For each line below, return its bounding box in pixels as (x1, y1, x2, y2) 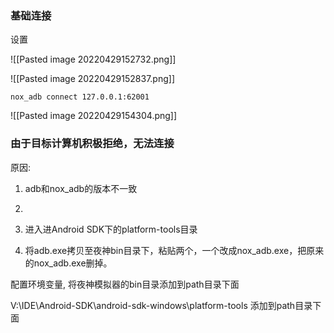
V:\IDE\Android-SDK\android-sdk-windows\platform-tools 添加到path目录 (10, 299, 313, 311)
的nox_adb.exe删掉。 (24, 257, 113, 269)
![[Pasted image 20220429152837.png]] (10, 73, 175, 85)
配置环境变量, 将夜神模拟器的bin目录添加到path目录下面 (10, 278, 240, 290)
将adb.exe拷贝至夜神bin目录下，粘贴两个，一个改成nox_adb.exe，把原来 (24, 244, 325, 256)
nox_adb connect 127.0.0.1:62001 (10, 92, 150, 102)
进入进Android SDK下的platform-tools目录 (24, 223, 198, 235)
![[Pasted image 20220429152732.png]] (10, 53, 177, 66)
